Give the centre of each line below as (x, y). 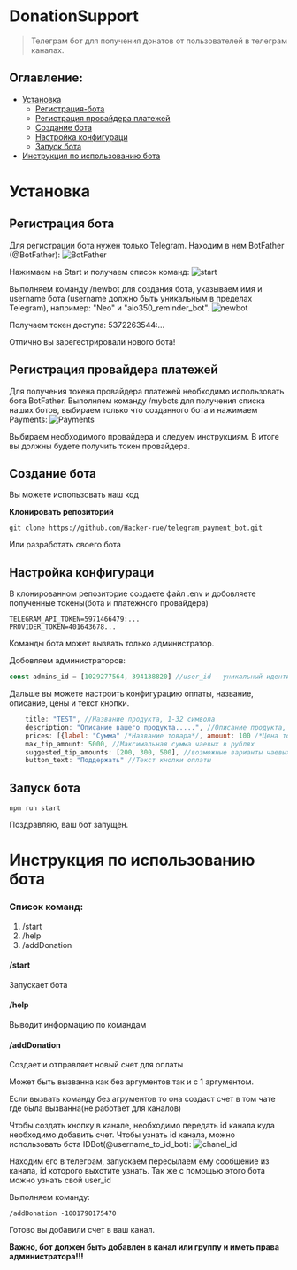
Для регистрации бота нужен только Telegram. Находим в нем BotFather (147, 245)
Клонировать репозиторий (61, 512)
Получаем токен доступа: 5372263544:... (87, 325)
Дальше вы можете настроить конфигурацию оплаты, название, (131, 694)
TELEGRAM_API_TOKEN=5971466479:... (75, 620)
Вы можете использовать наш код (74, 495)
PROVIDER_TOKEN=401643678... (63, 627)
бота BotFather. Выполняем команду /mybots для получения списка (137, 401)
